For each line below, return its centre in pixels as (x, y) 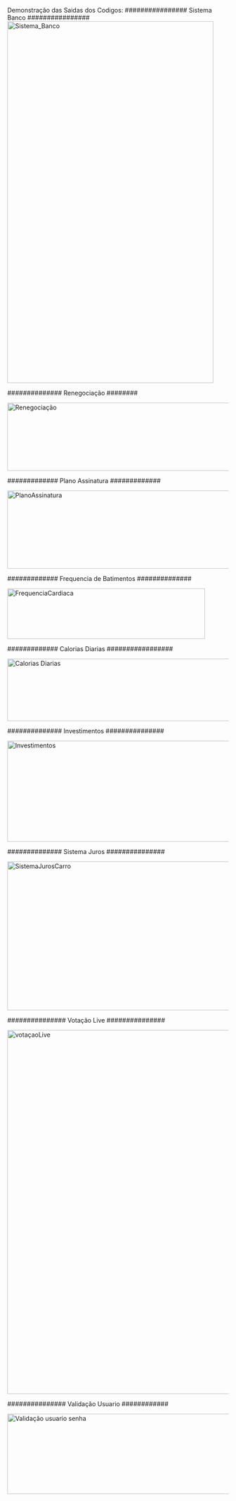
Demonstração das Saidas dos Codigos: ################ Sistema (110, 10)
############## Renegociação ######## (73, 393)
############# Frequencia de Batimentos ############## (99, 578)
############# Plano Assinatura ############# (84, 481)
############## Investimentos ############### (86, 731)
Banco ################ (48, 18)
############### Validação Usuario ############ (88, 1404)
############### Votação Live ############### (86, 1020)
